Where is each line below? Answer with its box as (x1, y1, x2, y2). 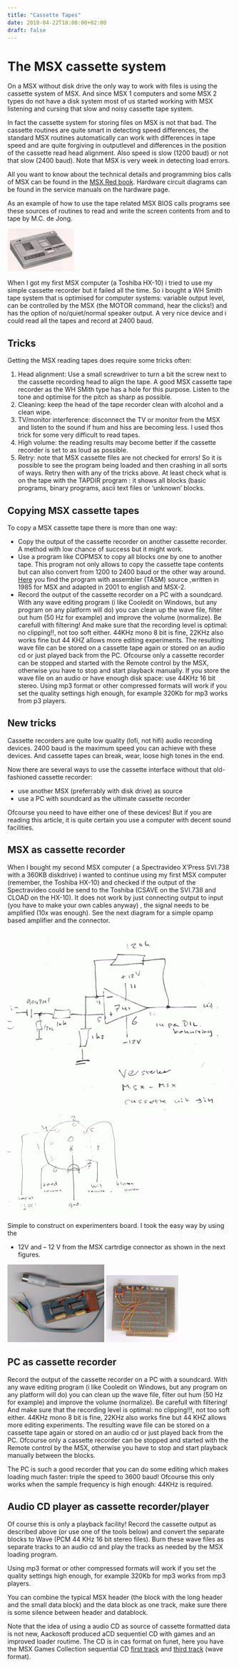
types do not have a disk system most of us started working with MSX (7, 97, 213, 106)
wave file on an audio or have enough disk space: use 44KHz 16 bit (17, 673, 216, 682)
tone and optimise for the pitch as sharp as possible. (17, 393, 173, 401)
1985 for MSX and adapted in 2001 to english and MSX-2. (17, 583, 187, 591)
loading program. (7, 1550, 59, 1558)
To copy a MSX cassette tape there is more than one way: (7, 523, 178, 532)
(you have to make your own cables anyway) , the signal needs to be (7, 900, 209, 910)
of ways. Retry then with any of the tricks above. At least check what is (17, 468, 227, 478)
